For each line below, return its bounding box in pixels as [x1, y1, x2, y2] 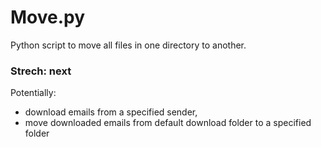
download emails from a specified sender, [24, 106, 198, 118]
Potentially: [10, 87, 57, 99]
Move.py [10, 6, 86, 29]
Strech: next [10, 64, 72, 78]
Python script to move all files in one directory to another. [10, 39, 247, 51]
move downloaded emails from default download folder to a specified [24, 117, 312, 129]
